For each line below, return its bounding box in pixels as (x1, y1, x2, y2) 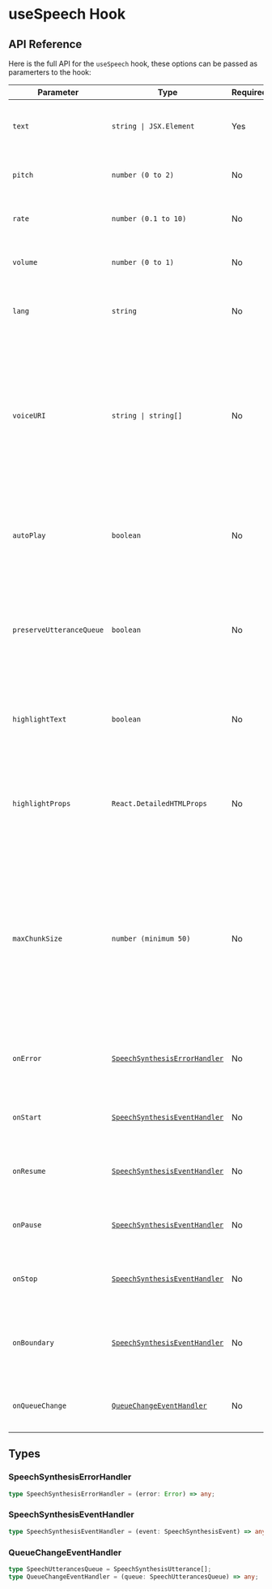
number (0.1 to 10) (112, 214, 187, 223)
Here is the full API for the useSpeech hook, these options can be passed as (8, 58, 257, 68)
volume (12, 258, 38, 266)
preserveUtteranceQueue (12, 626, 104, 634)
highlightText (12, 715, 67, 724)
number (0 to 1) (112, 258, 174, 266)
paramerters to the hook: (8, 67, 91, 77)
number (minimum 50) (112, 934, 191, 943)
